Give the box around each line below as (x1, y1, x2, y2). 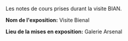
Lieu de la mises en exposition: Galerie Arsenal (5, 28, 123, 35)
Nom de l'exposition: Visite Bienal (5, 17, 90, 23)
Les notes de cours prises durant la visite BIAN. (5, 5, 122, 12)
